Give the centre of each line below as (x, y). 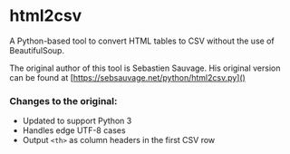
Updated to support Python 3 (77, 121)
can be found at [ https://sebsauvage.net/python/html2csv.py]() (128, 77)
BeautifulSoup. (37, 50)
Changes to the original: (63, 101)
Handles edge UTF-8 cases (74, 130)
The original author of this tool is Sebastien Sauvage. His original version (145, 68)
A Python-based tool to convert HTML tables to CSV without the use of (142, 41)
